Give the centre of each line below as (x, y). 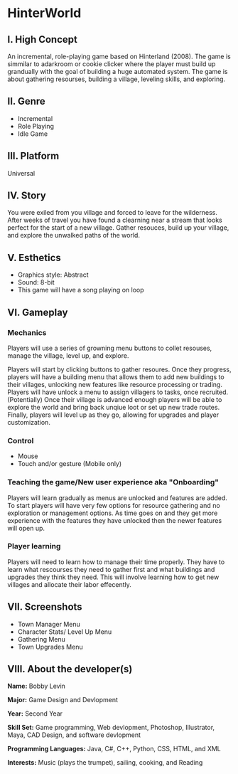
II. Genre (27, 101)
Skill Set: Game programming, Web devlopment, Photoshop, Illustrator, (111, 728)
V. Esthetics (34, 258)
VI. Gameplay (38, 312)
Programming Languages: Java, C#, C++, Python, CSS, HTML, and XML (114, 749)
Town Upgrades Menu (50, 647)
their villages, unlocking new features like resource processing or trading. (115, 384)
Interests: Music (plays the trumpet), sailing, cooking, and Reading (105, 763)
